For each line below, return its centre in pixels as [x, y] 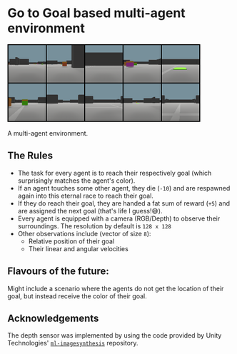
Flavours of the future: [58, 272]
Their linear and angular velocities [78, 248]
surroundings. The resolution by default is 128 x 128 [94, 226]
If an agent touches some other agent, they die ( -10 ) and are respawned [124, 188]
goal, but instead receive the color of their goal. [77, 296]
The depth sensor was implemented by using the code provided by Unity [115, 335]
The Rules [30, 156]
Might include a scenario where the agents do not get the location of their [116, 288]
